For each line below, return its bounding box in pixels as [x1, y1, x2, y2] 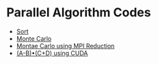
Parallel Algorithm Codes [6, 5, 151, 20]
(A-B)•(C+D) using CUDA [16, 49, 88, 57]
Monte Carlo [16, 34, 52, 42]
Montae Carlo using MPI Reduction [16, 42, 115, 50]
